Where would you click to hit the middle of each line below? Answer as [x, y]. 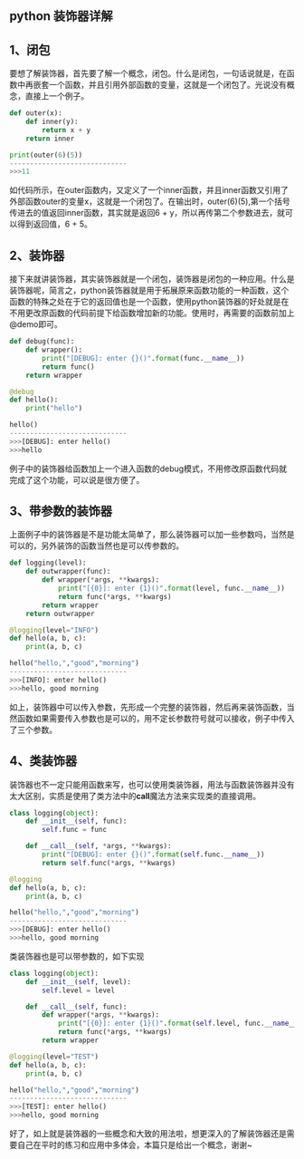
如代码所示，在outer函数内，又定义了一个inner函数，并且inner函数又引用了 [149, 190]
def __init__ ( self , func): [76, 821]
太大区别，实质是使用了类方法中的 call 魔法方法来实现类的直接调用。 [135, 796]
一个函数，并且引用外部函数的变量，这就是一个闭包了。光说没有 [167, 85]
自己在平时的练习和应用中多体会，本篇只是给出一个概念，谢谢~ [135, 1145]
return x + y [66, 130]
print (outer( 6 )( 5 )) [46, 155]
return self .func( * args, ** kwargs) [109, 863]
